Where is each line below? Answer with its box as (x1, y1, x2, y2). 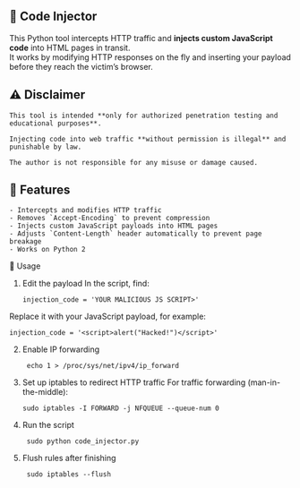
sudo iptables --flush (26, 470, 112, 479)
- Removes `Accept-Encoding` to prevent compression (9, 214, 210, 223)
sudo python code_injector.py (26, 437, 140, 446)
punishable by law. (9, 142, 82, 151)
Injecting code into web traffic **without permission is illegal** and (9, 134, 287, 143)
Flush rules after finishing (21, 453, 116, 464)
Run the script (21, 420, 74, 431)
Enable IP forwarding (21, 344, 100, 355)
